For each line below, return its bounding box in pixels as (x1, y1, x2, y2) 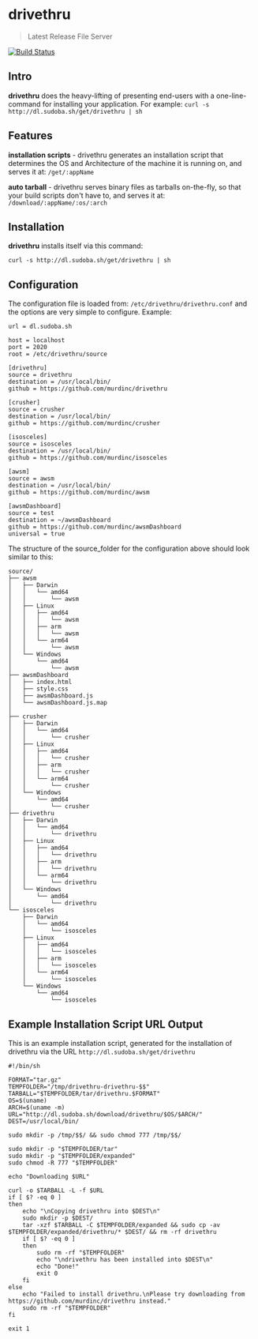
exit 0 (36, 1269, 58, 1277)
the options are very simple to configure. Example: (8, 307, 172, 317)
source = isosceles (8, 440, 73, 448)
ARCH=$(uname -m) (8, 1104, 65, 1111)
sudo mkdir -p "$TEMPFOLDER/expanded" (8, 1152, 136, 1160)
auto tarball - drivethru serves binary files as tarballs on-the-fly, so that (8, 182, 241, 191)
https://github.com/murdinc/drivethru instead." (8, 1297, 171, 1305)
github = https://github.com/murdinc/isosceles (8, 454, 168, 462)
